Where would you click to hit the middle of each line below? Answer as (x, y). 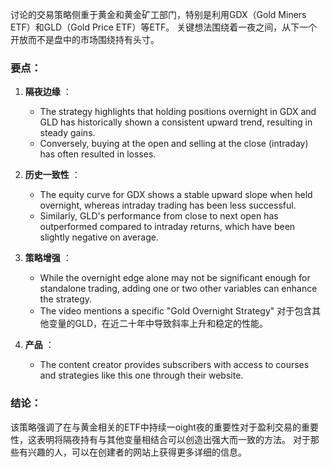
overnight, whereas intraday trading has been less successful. (168, 205)
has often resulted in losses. (98, 154)
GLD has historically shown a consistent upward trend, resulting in (176, 122)
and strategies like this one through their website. (141, 375)
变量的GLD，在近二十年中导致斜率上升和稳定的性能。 (158, 324)
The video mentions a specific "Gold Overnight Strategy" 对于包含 (176, 311)
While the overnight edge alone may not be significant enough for (175, 278)
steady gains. (67, 133)
